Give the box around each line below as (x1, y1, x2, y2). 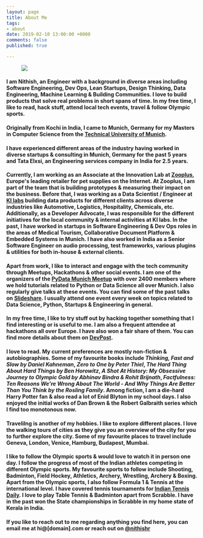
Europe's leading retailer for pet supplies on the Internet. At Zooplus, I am (6, 178, 195, 185)
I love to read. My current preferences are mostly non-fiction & (6, 348, 167, 355)
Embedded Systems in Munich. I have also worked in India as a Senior (6, 236, 185, 243)
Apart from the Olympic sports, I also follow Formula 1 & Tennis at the (6, 479, 184, 486)
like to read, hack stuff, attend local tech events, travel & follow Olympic (6, 104, 191, 111)
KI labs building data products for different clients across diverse (6, 197, 174, 204)
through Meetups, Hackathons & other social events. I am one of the (6, 268, 181, 276)
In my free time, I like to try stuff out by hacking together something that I (6, 314, 194, 322)
